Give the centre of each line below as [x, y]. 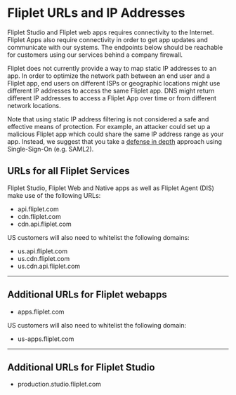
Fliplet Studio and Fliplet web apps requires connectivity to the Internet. [111, 32]
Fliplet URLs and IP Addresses [96, 13]
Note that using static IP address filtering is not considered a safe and [108, 119]
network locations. [34, 105]
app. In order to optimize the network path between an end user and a [109, 76]
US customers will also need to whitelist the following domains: [98, 237]
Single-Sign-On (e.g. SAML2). [51, 149]
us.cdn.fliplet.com [44, 258]
